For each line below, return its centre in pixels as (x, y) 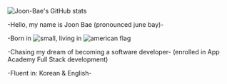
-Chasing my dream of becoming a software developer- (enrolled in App (113, 52)
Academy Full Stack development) (58, 59)
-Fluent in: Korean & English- (50, 73)
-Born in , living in (45, 38)
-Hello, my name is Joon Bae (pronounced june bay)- (86, 24)
